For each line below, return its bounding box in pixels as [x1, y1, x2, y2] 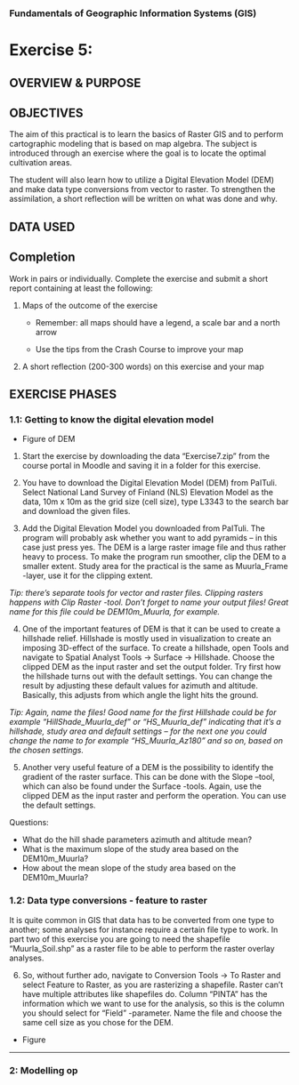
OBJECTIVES [9, 105, 84, 120]
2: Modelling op [9, 1065, 78, 1077]
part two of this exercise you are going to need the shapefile [9, 933, 230, 944]
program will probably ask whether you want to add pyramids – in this [21, 533, 278, 543]
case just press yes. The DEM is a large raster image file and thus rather [21, 542, 287, 553]
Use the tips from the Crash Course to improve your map [35, 343, 244, 354]
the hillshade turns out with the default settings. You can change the [21, 671, 273, 682]
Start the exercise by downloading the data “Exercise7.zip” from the [21, 451, 270, 462]
